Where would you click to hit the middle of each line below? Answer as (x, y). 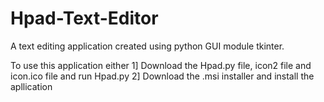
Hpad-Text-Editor (84, 18)
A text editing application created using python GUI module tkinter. (147, 46)
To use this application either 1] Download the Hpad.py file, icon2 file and (161, 65)
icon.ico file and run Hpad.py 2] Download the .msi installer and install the (162, 76)
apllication (31, 86)
